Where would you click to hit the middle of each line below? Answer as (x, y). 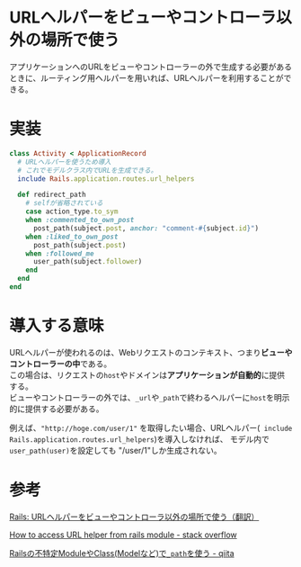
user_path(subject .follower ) (88, 262)
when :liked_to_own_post (72, 237)
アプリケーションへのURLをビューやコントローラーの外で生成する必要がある (151, 67)
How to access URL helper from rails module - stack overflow (123, 535)
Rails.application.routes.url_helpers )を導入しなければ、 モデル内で (139, 439)
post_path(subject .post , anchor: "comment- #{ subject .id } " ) (146, 228)
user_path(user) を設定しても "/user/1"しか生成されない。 (115, 450)
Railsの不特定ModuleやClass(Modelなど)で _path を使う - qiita (122, 553)
